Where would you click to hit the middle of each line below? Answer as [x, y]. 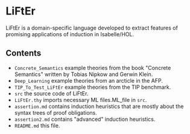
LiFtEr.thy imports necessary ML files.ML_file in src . [81, 100]
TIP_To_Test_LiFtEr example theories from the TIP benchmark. [93, 87]
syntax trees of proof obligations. [55, 112]
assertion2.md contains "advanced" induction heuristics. [85, 119]
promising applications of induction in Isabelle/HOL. [70, 34]
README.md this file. [37, 126]
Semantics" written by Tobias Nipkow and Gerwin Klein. [84, 74]
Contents [24, 53]
